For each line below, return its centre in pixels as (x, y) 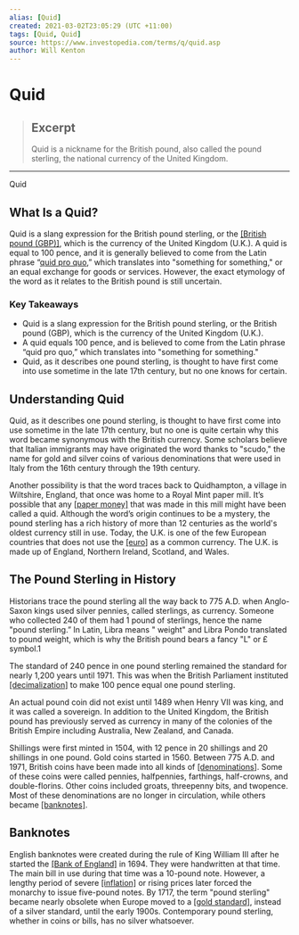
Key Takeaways (44, 304)
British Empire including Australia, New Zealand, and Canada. (121, 730)
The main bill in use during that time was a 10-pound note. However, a (137, 873)
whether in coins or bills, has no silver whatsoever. (101, 921)
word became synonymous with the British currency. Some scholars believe (148, 440)
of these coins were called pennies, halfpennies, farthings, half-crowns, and (149, 776)
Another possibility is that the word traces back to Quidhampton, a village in (148, 485)
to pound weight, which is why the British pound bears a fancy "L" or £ (139, 639)
